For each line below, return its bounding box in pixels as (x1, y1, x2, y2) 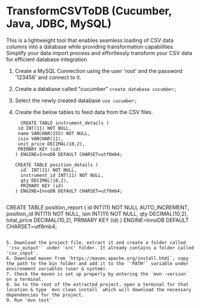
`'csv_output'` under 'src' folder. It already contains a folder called (6, 245, 195, 251)
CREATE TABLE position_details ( (14, 161, 99, 168)
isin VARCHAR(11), (17, 136, 64, 142)
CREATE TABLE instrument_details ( (20, 120, 110, 126)
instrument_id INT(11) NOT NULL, (20, 172, 104, 178)
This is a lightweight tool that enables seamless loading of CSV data (6, 36, 174, 44)
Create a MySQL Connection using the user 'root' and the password (14, 67, 183, 74)
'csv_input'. (6, 250, 39, 256)
